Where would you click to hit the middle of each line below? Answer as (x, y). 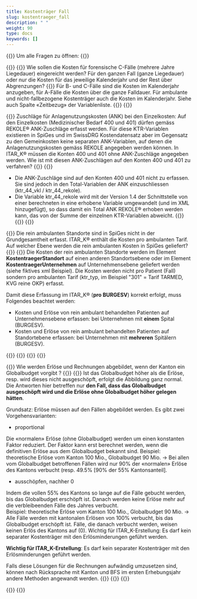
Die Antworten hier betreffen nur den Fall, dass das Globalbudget (86, 385)
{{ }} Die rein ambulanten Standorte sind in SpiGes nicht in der (81, 233)
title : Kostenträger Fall (38, 12)
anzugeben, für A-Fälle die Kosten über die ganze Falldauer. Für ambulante (97, 92)
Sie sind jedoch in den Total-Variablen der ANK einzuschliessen (92, 184)
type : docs (19, 34)
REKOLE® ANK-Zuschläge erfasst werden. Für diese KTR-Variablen (87, 129)
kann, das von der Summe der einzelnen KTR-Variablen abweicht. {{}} (99, 215)
